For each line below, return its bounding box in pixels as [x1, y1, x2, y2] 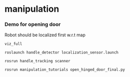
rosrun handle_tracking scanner [4, 59, 70, 64]
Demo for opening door [4, 21, 61, 28]
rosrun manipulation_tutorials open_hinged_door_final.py [4, 67, 125, 72]
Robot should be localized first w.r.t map [4, 32, 86, 38]
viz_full [4, 42, 22, 47]
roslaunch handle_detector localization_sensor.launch [4, 50, 119, 55]
